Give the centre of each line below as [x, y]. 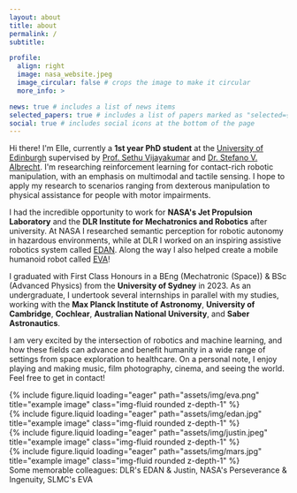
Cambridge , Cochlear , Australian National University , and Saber [129, 314]
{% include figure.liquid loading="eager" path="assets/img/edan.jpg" [136, 414]
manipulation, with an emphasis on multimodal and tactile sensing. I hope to [147, 177]
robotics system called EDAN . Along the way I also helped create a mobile [144, 250]
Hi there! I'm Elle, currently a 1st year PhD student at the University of [136, 148]
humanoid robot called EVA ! [60, 259]
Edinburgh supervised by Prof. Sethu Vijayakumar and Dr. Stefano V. [133, 158]
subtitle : [27, 42]
